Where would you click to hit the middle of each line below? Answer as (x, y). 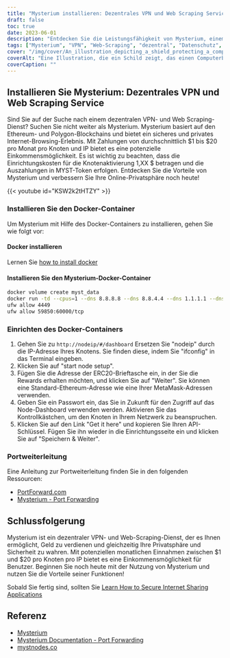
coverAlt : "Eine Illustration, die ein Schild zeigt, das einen (101, 58)
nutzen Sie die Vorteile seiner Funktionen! (66, 574)
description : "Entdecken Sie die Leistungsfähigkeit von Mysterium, (107, 39)
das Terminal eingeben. (50, 358)
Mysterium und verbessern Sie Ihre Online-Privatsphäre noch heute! (103, 178)
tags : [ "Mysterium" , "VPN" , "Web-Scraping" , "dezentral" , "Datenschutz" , (115, 45)
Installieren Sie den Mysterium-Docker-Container (79, 278)
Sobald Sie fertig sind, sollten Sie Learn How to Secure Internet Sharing (108, 587)
